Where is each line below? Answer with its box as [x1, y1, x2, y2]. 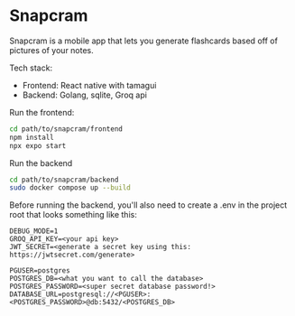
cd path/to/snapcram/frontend [9, 124, 124, 134]
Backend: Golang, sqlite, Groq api [22, 89, 147, 100]
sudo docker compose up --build [9, 183, 131, 192]
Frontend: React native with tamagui [22, 79, 157, 90]
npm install [9, 133, 54, 142]
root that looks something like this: [9, 209, 137, 220]
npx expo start [9, 141, 67, 150]
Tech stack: [9, 62, 52, 73]
